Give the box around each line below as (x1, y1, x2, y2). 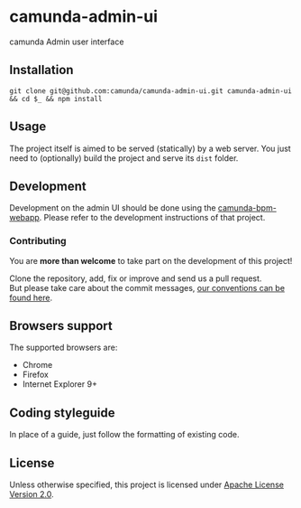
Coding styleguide (9, 405, 115, 420)
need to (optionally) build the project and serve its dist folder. (9, 152, 239, 164)
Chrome (22, 360, 53, 371)
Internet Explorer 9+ (22, 379, 97, 390)
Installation (9, 62, 74, 78)
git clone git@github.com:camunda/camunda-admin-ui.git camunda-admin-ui (9, 86, 293, 96)
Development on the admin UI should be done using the (9, 202, 216, 213)
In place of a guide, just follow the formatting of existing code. (9, 429, 241, 440)
